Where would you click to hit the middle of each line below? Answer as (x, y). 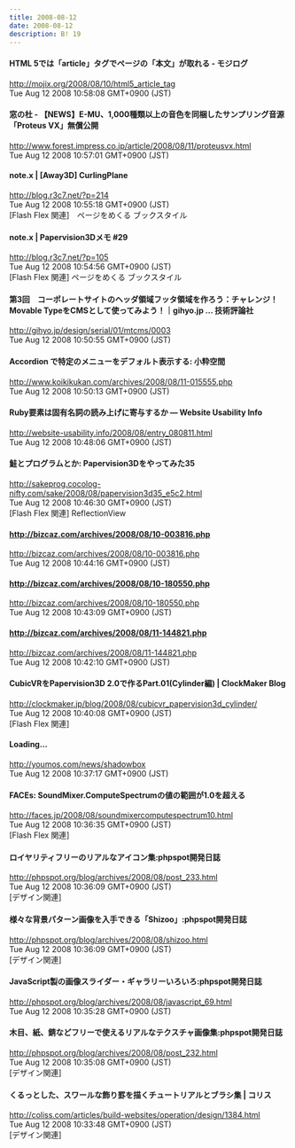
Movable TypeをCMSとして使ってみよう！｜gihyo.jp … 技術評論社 (132, 310)
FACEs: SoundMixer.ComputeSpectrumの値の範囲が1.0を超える (128, 795)
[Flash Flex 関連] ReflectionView (68, 513)
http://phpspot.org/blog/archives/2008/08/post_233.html (114, 878)
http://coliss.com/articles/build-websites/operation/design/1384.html (135, 1115)
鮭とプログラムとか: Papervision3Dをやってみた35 (102, 464)
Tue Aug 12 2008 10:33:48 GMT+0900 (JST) (90, 1125)
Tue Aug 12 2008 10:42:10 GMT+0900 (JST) (90, 662)
